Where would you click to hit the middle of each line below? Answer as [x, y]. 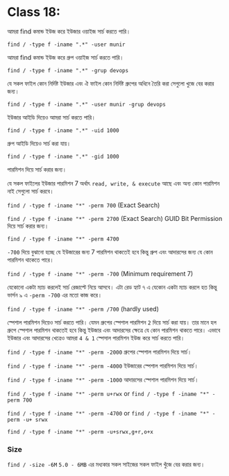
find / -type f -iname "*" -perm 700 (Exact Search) [84, 205]
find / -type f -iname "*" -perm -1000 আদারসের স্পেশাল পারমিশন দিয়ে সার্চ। [103, 379]
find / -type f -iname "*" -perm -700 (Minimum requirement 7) [100, 273]
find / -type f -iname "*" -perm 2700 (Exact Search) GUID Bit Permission [115, 218]
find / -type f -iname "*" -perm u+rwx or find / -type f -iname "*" [108, 393]
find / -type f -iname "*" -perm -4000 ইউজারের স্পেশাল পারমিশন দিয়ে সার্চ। [103, 366]
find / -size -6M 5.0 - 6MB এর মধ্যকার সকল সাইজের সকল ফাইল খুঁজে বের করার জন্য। [106, 465]
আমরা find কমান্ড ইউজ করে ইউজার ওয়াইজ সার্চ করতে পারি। [69, 31]
